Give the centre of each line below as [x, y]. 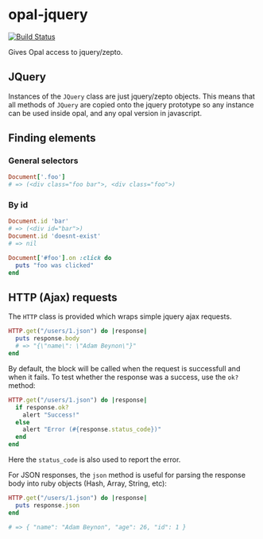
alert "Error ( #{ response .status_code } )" [92, 430]
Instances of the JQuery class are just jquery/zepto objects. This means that [132, 96]
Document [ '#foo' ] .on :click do [60, 258]
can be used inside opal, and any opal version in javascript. [105, 113]
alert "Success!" [51, 415]
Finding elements [52, 138]
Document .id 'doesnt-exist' [55, 236]
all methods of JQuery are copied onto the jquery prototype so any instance [131, 104]
